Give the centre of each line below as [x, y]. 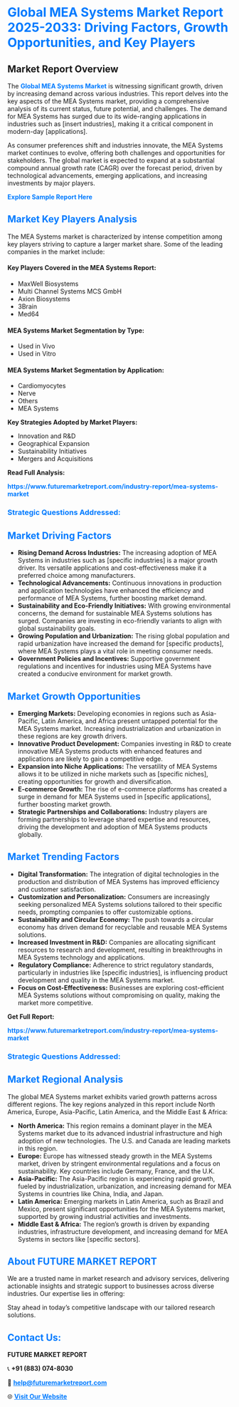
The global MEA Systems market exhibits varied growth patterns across [112, 1096]
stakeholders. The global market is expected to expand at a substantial [111, 160]
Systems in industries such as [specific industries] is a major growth [118, 561]
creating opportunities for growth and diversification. [95, 782]
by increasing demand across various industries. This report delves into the [118, 94]
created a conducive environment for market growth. [95, 674]
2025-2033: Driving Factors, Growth [118, 27]
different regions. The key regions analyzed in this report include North [111, 1104]
